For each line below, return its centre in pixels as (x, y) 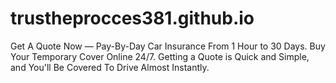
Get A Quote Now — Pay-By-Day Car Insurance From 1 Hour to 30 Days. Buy (168, 46)
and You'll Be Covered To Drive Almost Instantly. (110, 67)
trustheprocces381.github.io (132, 18)
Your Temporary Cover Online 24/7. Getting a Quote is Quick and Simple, (160, 56)
